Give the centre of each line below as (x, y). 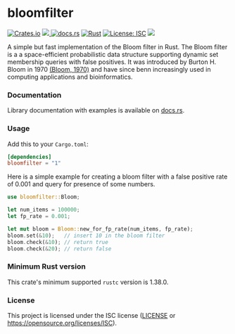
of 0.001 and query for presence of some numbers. (81, 184)
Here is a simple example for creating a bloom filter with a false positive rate (118, 176)
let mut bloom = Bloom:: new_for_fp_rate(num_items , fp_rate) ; (100, 229)
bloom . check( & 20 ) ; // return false (59, 249)
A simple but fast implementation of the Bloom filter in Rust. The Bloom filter (118, 46)
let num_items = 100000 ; (44, 210)
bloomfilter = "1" (34, 163)
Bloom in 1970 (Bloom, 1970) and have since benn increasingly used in (109, 69)
